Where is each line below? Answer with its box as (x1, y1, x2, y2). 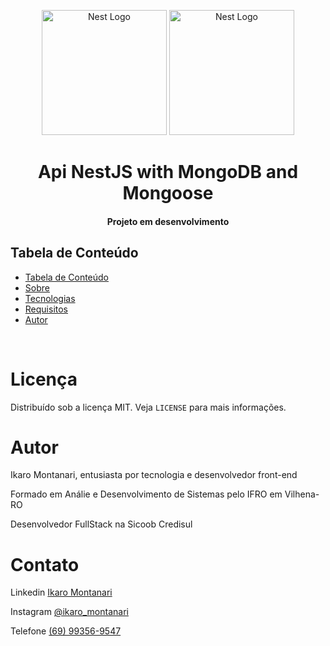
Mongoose (122, 182, 214, 205)
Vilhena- (284, 488, 320, 500)
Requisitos (24, 303, 69, 315)
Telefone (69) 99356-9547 (10, 625, 122, 637)
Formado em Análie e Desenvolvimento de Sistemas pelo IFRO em (10, 488, 283, 500)
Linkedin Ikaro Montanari (10, 586, 113, 599)
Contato (10, 553, 80, 576)
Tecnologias (24, 292, 76, 304)
